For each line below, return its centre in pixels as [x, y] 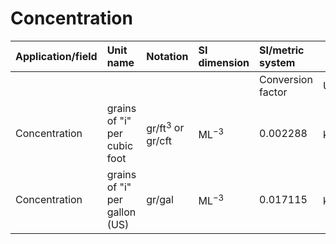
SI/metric [282, 50]
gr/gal [160, 199]
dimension [224, 62]
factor [273, 92]
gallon [121, 212]
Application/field [56, 56]
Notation [167, 56]
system [277, 62]
